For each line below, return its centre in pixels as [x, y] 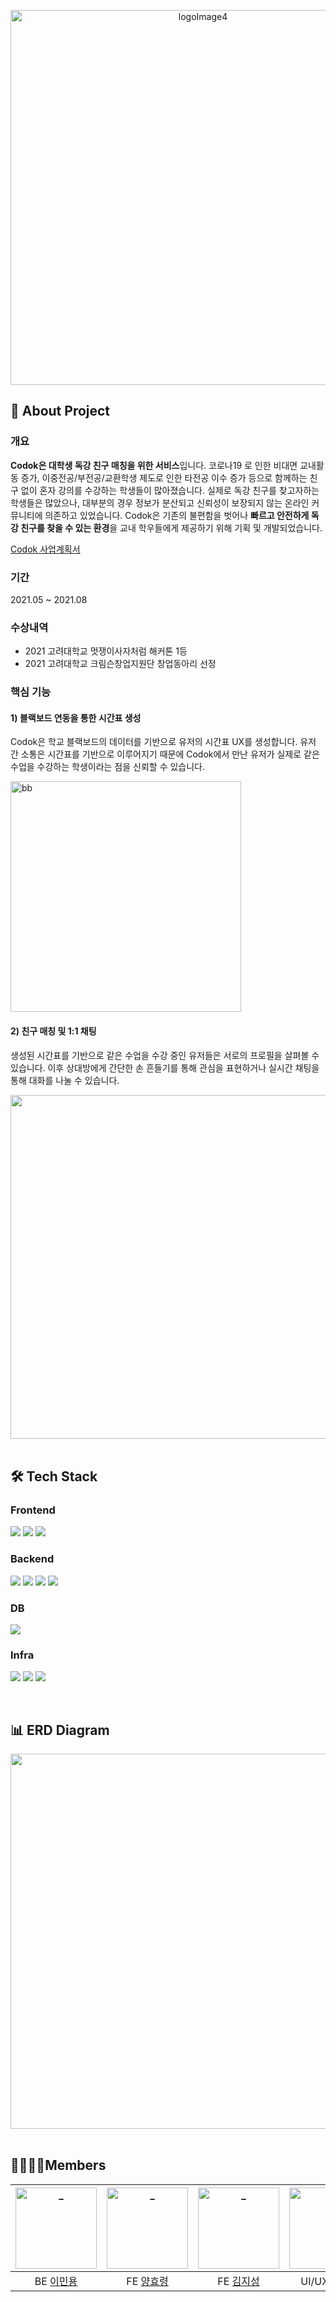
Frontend [33, 1510]
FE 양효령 [147, 2281]
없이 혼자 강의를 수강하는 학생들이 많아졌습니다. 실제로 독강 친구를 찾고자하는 [170, 490]
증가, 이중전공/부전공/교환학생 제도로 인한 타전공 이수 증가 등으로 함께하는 [164, 477]
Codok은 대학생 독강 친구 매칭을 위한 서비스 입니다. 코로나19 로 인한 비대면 [154, 465]
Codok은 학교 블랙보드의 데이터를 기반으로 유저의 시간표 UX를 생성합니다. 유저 [163, 742]
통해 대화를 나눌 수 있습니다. [65, 1080]
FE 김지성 [238, 2281]
